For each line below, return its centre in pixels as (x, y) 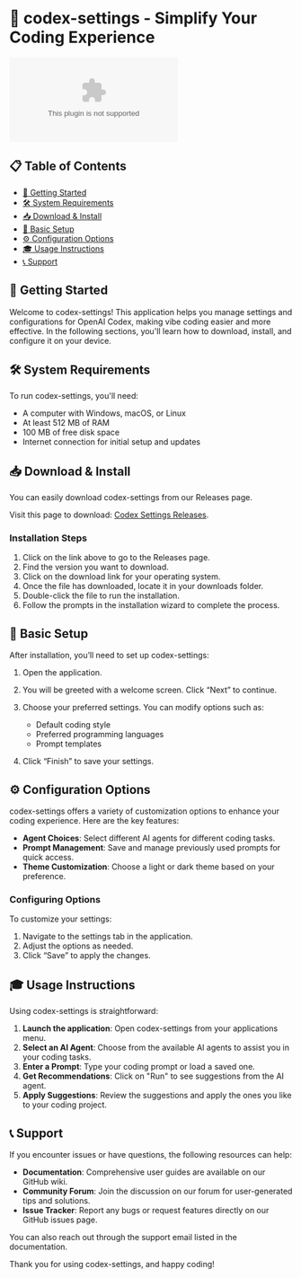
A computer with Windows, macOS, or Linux (104, 413)
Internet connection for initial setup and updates (111, 442)
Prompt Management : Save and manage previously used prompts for (151, 848)
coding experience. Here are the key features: (94, 821)
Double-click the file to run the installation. (101, 595)
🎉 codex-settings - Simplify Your (133, 18)
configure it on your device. (61, 340)
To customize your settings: (61, 919)
